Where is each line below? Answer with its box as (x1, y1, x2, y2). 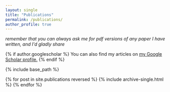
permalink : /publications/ (5, 17, 63, 22)
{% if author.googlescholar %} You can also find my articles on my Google (5, 51, 162, 57)
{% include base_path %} (5, 66, 59, 73)
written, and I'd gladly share (5, 41, 65, 48)
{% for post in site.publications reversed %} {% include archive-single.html (5, 76, 164, 82)
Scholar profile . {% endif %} (5, 57, 65, 63)
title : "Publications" (5, 12, 54, 17)
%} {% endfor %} (5, 82, 42, 88)
